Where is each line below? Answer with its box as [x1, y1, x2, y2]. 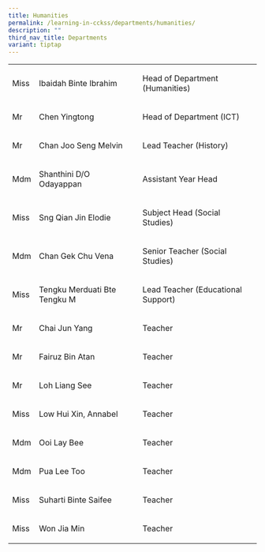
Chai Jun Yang [39, 323, 93, 334]
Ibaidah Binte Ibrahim [39, 78, 118, 89]
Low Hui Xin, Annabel [39, 408, 118, 419]
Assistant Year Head [142, 174, 218, 185]
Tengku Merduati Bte [39, 284, 117, 295]
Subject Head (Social [142, 207, 221, 218]
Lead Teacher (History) [142, 140, 229, 151]
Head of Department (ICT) [142, 111, 240, 122]
